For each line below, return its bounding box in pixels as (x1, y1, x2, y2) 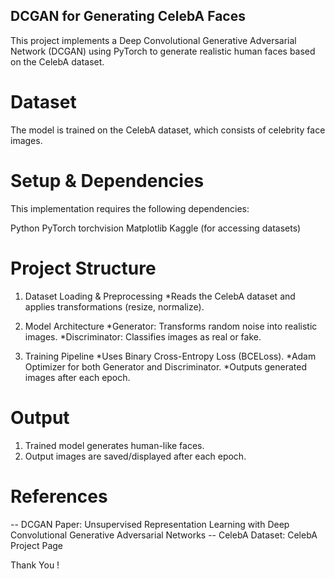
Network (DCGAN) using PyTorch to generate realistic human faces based (10, 45, 316, 57)
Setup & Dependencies (10, 169, 205, 192)
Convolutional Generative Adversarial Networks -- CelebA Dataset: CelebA (10, 529, 318, 541)
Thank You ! (10, 559, 60, 571)
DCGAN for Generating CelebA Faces (10, 8, 247, 25)
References (10, 485, 108, 508)
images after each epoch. (24, 371, 131, 383)
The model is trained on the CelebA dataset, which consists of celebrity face (10, 124, 326, 136)
